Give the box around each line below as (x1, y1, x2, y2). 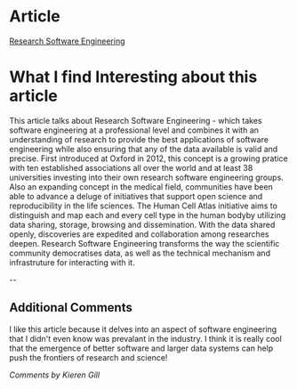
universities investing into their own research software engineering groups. (9, 172, 285, 182)
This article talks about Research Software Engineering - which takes (9, 115, 262, 126)
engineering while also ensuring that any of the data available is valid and (9, 143, 278, 154)
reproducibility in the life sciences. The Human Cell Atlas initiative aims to (9, 200, 278, 211)
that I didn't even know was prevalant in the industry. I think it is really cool (9, 333, 282, 344)
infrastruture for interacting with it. (9, 256, 135, 268)
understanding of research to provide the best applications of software (9, 134, 269, 144)
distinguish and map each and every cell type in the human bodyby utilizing (9, 209, 286, 220)
